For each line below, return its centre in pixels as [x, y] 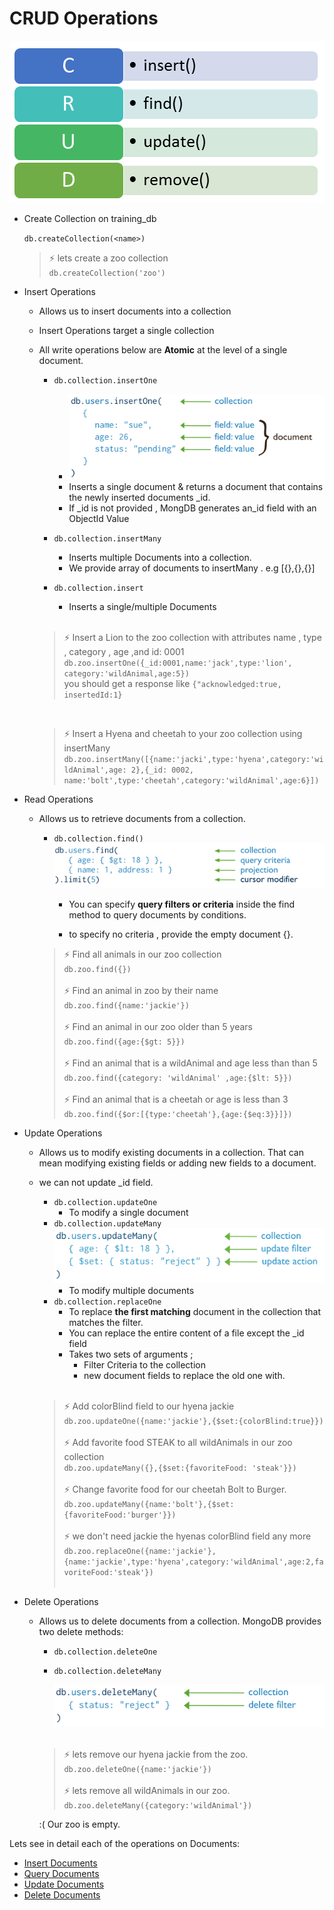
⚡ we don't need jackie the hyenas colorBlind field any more [187, 1536]
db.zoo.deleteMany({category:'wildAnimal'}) [158, 1805]
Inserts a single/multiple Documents [142, 607]
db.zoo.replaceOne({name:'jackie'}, [140, 1551]
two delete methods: [81, 1631]
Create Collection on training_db [90, 218]
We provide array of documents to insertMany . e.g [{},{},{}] [192, 568]
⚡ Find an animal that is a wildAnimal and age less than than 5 [190, 1063]
